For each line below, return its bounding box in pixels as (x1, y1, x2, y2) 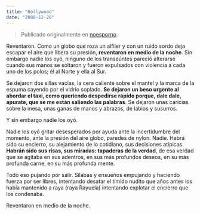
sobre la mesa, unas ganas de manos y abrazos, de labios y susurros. (6, 105, 178, 112)
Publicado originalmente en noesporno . (20, 30, 118, 38)
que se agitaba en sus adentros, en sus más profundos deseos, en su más (6, 153, 189, 160)
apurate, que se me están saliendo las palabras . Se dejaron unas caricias (6, 98, 189, 105)
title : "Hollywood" (6, 8, 55, 15)
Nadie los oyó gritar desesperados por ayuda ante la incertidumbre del (6, 128, 180, 135)
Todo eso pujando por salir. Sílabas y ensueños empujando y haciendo (6, 171, 180, 178)
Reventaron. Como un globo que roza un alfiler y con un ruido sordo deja (6, 42, 186, 50)
